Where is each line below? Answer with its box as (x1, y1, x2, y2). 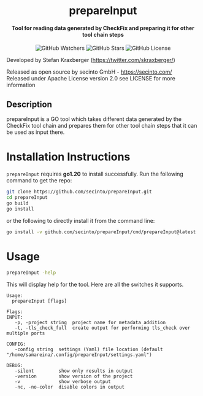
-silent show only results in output (14, 368, 133, 375)
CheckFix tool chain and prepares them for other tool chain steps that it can (6, 122, 197, 130)
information (6, 81, 36, 89)
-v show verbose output (14, 379, 112, 385)
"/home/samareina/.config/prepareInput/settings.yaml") (6, 352, 152, 358)
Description (6, 99, 52, 109)
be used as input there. (6, 128, 65, 136)
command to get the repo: (6, 177, 72, 184)
